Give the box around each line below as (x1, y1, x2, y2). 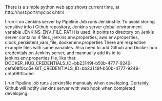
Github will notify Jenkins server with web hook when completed (5, 85, 136, 91)
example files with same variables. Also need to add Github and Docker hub (5, 45, 158, 50)
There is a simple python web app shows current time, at (5, 4, 120, 10)
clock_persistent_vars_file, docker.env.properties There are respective (5, 40, 146, 45)
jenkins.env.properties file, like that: (5, 55, 77, 61)
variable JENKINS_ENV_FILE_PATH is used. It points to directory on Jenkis (5, 29, 154, 35)
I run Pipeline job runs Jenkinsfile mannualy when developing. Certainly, (5, 80, 150, 86)
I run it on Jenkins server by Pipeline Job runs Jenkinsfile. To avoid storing (5, 19, 155, 24)
